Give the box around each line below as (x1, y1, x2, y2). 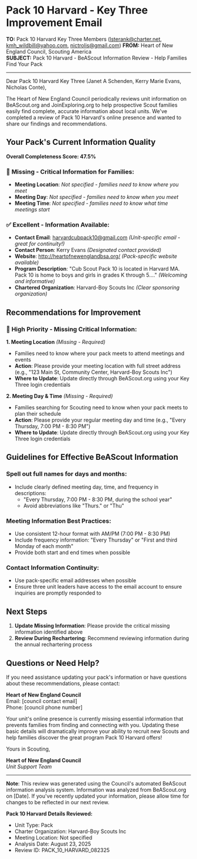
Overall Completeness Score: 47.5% (6, 152, 96, 160)
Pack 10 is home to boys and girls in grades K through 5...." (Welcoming (14, 271, 188, 278)
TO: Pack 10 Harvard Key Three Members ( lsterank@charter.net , (6, 35, 162, 42)
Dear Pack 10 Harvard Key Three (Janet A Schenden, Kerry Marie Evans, (6, 77, 182, 84)
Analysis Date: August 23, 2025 (14, 840, 91, 847)
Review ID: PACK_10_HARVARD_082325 (14, 846, 110, 854)
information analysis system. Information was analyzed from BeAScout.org (6, 786, 186, 793)
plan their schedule (14, 410, 62, 417)
